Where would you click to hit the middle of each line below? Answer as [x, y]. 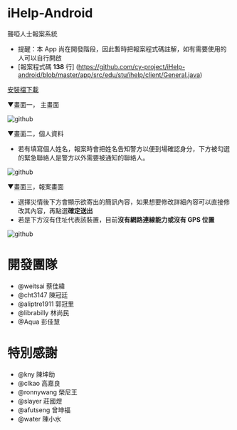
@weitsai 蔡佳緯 [41, 286]
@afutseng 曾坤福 [44, 410]
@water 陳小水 [39, 419]
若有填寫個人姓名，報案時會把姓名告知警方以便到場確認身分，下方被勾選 [123, 148]
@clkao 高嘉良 [39, 383]
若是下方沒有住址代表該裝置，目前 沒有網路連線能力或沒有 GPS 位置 [116, 220]
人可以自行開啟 [39, 58]
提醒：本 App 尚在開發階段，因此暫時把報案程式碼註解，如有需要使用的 [122, 48]
